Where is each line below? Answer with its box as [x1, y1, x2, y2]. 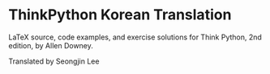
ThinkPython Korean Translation [8, 6, 232, 24]
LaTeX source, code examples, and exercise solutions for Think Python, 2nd [8, 32, 262, 42]
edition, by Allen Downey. [8, 40, 93, 50]
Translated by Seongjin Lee [8, 56, 100, 66]
